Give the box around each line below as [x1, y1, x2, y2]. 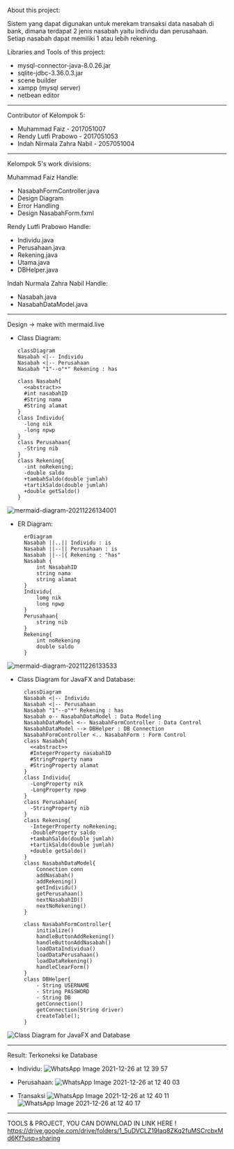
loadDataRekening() [36, 958, 93, 965]
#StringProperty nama [30, 756, 93, 763]
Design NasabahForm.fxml [17, 209, 94, 217]
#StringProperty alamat [30, 762, 99, 769]
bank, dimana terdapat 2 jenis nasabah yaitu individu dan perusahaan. [7, 27, 209, 35]
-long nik [24, 420, 52, 427]
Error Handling [17, 202, 60, 210]
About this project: [7, 6, 61, 14]
